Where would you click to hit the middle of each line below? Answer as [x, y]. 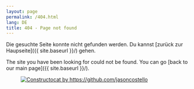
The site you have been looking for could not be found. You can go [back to [97, 62]
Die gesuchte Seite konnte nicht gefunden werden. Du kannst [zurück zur [94, 44]
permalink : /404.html [32, 17]
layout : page [22, 11]
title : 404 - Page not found [41, 28]
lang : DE [17, 22]
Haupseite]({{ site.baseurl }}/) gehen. [51, 51]
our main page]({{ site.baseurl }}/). [48, 69]
